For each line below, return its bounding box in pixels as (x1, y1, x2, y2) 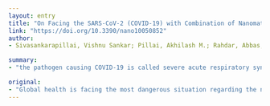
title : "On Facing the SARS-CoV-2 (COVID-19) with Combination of (8, 19, 235, 27)
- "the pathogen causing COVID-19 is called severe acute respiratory (8, 63, 250, 72)
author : (8, 34, 35, 43)
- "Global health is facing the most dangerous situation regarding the (8, 85, 257, 93)
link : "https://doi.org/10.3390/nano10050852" (8, 26, 167, 35)
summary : (8, 56, 38, 64)
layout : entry (8, 11, 56, 20)
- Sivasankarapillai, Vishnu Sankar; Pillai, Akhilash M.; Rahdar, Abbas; (8, 42, 264, 50)
